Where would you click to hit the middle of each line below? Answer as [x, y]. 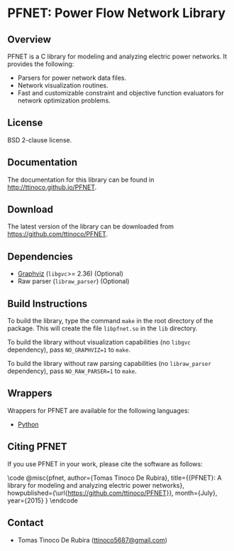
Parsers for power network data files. [72, 78]
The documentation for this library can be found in [81, 179]
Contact [26, 523]
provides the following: [41, 64]
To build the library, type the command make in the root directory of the [110, 321]
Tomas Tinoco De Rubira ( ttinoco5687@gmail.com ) [93, 540]
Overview [29, 40]
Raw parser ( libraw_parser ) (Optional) [73, 281]
